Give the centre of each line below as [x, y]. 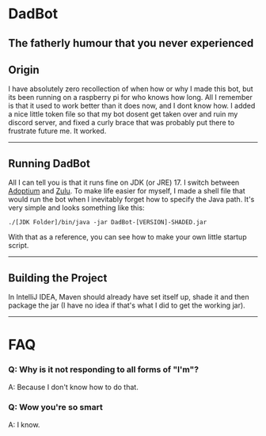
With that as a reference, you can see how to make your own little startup [127, 237]
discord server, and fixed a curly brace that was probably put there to [122, 123]
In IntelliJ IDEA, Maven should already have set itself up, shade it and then [129, 297]
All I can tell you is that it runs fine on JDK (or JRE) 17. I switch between [124, 182]
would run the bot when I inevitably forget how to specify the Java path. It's [131, 200]
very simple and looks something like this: [76, 208]
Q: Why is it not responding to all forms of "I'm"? [104, 369]
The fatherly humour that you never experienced [131, 43]
